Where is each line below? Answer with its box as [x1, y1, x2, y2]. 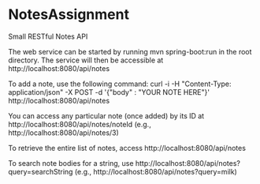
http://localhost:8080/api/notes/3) [8, 128, 120, 137]
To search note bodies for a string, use [8, 158, 134, 167]
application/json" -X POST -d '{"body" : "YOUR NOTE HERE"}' [8, 87, 210, 96]
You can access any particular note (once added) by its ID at [8, 111, 205, 120]
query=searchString [8, 167, 73, 176]
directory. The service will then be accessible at [8, 55, 164, 65]
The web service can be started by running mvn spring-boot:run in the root [8, 47, 252, 56]
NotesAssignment [8, 6, 130, 24]
